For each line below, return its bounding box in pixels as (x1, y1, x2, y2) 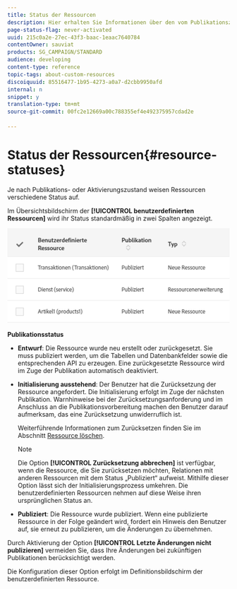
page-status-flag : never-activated (7, 26, 112, 33)
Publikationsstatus (7, 331, 64, 339)
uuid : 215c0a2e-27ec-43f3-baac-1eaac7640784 (7, 34, 140, 41)
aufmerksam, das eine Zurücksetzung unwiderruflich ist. (17, 410, 182, 419)
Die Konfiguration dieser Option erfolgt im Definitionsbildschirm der (7, 567, 203, 576)
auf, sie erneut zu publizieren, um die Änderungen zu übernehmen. (17, 525, 213, 533)
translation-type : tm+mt (7, 101, 80, 108)
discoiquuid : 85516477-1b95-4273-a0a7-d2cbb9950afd (7, 78, 162, 85)
